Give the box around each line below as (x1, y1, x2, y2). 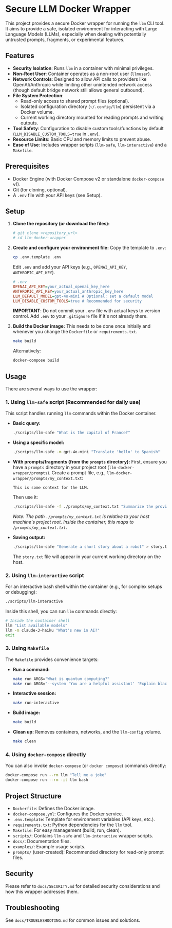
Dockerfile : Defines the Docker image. (12, 805, 95, 811)
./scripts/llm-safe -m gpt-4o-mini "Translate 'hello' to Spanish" (12, 450, 160, 455)
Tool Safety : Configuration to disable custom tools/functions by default (12, 125, 164, 131)
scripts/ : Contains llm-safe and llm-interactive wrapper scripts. (12, 832, 154, 838)
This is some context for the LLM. (12, 485, 89, 490)
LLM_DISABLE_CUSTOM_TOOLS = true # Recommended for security (12, 298, 142, 304)
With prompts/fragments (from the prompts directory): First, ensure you (12, 458, 167, 465)
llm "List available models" (5, 623, 68, 628)
